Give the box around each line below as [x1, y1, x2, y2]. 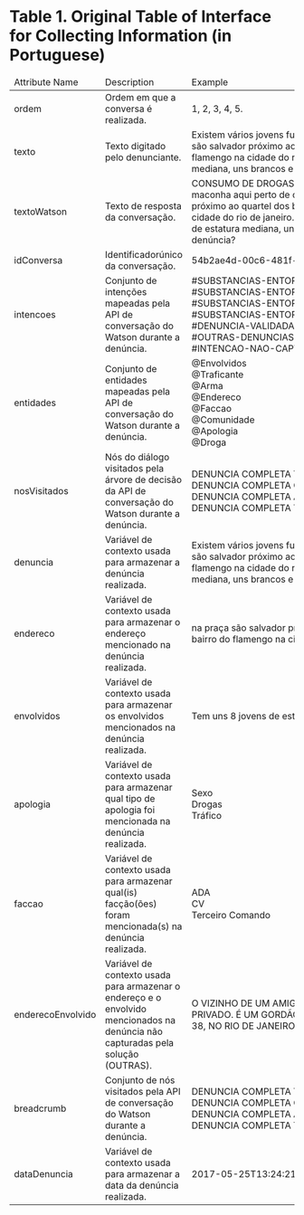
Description [105, 75, 155, 88]
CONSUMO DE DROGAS [191, 176, 295, 189]
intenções [105, 285, 147, 298]
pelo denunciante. [105, 151, 182, 164]
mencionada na [105, 814, 171, 827]
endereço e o [105, 991, 162, 1003]
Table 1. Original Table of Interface [9, 6, 271, 27]
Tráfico [191, 809, 223, 821]
